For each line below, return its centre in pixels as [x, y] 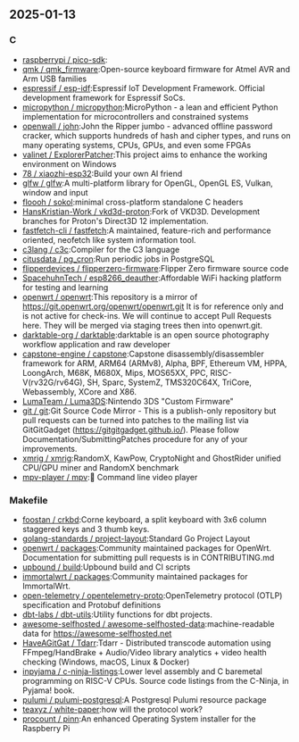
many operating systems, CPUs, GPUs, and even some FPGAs [137, 145]
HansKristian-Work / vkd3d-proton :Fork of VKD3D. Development [141, 211]
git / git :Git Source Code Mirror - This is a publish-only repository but [149, 411]
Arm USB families [54, 79]
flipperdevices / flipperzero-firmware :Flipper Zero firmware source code [155, 268]
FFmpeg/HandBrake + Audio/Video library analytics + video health [145, 652]
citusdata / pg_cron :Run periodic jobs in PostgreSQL [118, 259]
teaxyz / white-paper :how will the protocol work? [112, 709]
